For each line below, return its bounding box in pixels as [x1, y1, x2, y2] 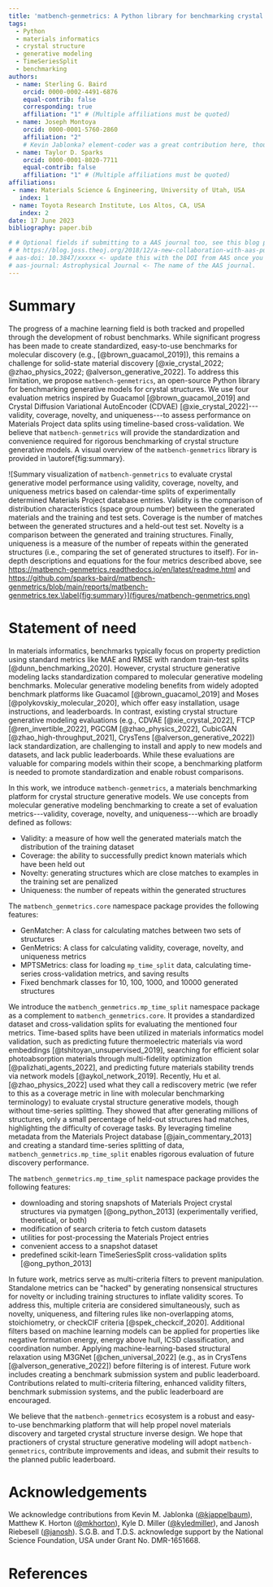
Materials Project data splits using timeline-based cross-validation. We [8, 419, 245, 429]
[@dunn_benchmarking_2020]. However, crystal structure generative [8, 663, 240, 673]
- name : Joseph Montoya [15, 118, 96, 126]
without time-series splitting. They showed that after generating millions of [8, 1106, 258, 1115]
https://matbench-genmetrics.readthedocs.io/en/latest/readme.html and [8, 564, 251, 574]
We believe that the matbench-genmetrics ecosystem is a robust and [8, 1411, 234, 1421]
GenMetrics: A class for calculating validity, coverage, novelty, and [19, 943, 244, 952]
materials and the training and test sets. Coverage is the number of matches [8, 512, 263, 522]
